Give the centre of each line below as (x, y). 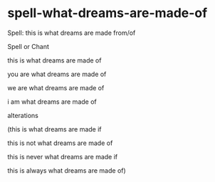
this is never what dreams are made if (63, 156)
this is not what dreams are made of (60, 143)
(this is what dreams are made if (54, 129)
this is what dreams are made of (54, 60)
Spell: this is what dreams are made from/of (72, 33)
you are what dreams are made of (57, 74)
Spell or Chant (28, 46)
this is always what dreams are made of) (67, 170)
